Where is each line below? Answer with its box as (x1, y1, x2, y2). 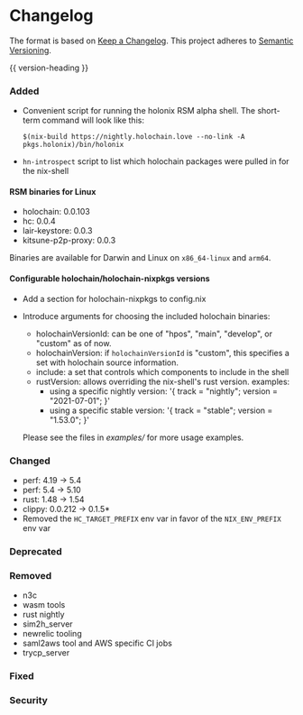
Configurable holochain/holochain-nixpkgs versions (9, 273, 210, 284)
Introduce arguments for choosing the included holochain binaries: (22, 310, 271, 321)
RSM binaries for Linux (9, 186, 96, 197)
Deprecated (9, 545, 63, 557)
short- (256, 105, 281, 116)
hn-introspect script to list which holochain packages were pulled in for (22, 156, 290, 167)
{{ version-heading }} (9, 62, 88, 73)
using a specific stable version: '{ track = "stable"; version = (49, 405, 273, 416)
